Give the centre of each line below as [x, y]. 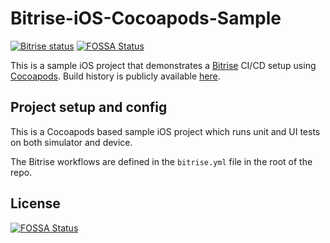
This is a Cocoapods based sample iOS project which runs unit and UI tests [165, 131]
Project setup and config [89, 107]
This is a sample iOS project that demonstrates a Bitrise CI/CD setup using [163, 65]
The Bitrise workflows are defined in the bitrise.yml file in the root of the [161, 161]
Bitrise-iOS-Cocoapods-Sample [146, 18]
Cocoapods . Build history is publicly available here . [115, 76]
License [35, 203]
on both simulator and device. [71, 142]
